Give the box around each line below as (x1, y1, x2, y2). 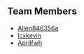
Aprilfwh (17, 38, 43, 47)
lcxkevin (17, 31, 42, 39)
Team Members (7, 6, 77, 17)
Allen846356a (17, 24, 59, 32)
